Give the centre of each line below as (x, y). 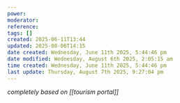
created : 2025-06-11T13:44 (46, 40)
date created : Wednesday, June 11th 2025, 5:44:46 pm (87, 53)
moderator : (23, 20)
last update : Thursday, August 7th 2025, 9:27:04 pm (85, 72)
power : (17, 14)
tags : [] (20, 33)
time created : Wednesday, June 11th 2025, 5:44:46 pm (87, 65)
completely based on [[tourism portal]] (63, 92)
